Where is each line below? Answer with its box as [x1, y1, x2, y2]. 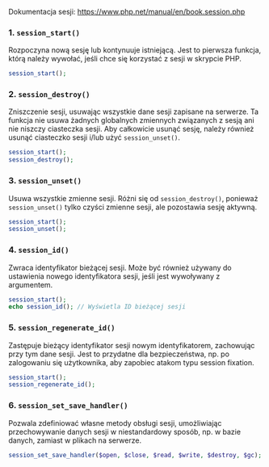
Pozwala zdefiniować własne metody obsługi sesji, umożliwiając [8, 418, 222, 427]
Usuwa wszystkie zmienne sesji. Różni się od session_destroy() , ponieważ [8, 193, 258, 203]
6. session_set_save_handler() [8, 400, 128, 411]
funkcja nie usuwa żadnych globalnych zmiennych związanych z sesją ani [8, 116, 254, 125]
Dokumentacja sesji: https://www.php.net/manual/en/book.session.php [8, 7, 246, 16]
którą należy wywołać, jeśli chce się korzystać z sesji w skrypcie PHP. [8, 54, 242, 64]
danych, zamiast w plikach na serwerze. [8, 435, 142, 445]
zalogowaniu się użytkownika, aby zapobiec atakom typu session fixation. [8, 357, 254, 367]
